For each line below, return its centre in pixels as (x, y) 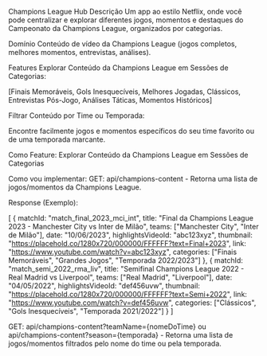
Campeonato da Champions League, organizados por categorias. (116, 28)
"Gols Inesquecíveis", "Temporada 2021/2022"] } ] (91, 311)
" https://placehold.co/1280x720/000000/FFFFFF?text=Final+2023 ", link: (128, 243)
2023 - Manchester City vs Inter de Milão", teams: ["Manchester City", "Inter (133, 227)
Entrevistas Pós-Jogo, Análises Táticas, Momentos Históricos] (110, 100)
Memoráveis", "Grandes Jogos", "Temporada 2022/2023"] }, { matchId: (126, 260)
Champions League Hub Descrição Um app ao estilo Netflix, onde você (125, 12)
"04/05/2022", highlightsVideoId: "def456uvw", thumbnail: (104, 286)
